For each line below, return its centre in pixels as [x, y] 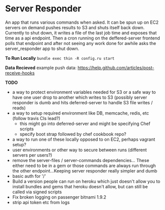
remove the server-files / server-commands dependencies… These [81, 160]
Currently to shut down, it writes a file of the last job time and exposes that [81, 33]
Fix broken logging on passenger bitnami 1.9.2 [59, 197]
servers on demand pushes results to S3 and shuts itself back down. [75, 27]
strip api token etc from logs [41, 202]
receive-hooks [20, 73]
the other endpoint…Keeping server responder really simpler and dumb [84, 170]
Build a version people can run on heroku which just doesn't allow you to [86, 181]
